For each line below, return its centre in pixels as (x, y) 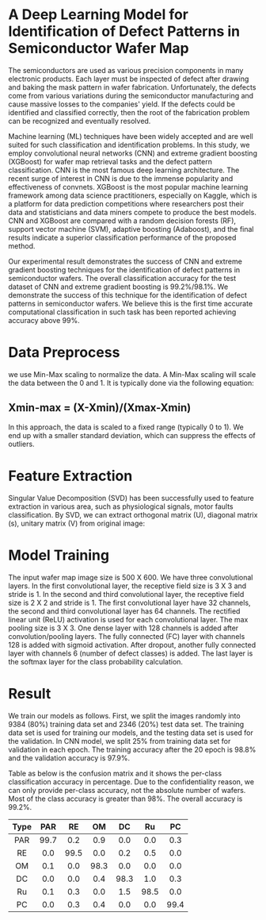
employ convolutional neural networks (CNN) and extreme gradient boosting (133, 153)
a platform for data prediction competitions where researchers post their (126, 203)
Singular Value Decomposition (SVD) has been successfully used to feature (131, 498)
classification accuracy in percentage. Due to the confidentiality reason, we (131, 781)
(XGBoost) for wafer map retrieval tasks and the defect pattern (110, 161)
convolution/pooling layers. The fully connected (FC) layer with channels (127, 636)
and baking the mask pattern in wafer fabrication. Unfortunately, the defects (132, 87)
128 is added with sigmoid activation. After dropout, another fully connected (132, 645)
